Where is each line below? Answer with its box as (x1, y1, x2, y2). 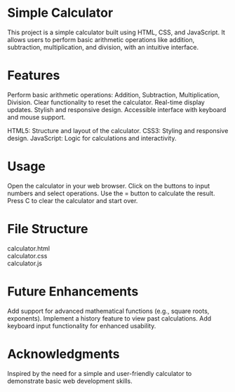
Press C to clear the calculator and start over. (7, 196, 138, 204)
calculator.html (7, 244, 51, 253)
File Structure (7, 221, 88, 237)
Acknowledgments (7, 346, 121, 362)
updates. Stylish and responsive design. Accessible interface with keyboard (7, 105, 227, 113)
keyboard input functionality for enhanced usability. (7, 321, 156, 330)
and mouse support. (7, 113, 66, 121)
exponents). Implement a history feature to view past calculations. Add (7, 314, 212, 323)
